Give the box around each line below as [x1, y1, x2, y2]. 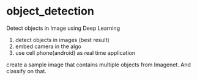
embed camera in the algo [15, 43, 81, 50]
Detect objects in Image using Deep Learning [6, 24, 121, 32]
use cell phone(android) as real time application [15, 49, 136, 56]
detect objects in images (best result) [15, 36, 110, 43]
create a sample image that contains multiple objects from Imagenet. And [6, 61, 191, 68]
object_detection [6, 4, 95, 18]
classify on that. [6, 67, 47, 74]
